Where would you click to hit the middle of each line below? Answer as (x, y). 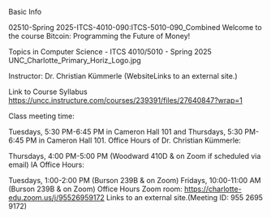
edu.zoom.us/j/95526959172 (57, 197)
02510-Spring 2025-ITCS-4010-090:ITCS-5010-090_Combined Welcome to (135, 27)
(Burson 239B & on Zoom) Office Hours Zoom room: (95, 189)
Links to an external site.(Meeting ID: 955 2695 (185, 197)
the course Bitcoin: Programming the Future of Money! (99, 36)
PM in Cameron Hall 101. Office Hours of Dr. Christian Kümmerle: (133, 140)
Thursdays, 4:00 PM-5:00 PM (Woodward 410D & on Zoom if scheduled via (135, 156)
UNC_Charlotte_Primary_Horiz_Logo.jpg (75, 60)
